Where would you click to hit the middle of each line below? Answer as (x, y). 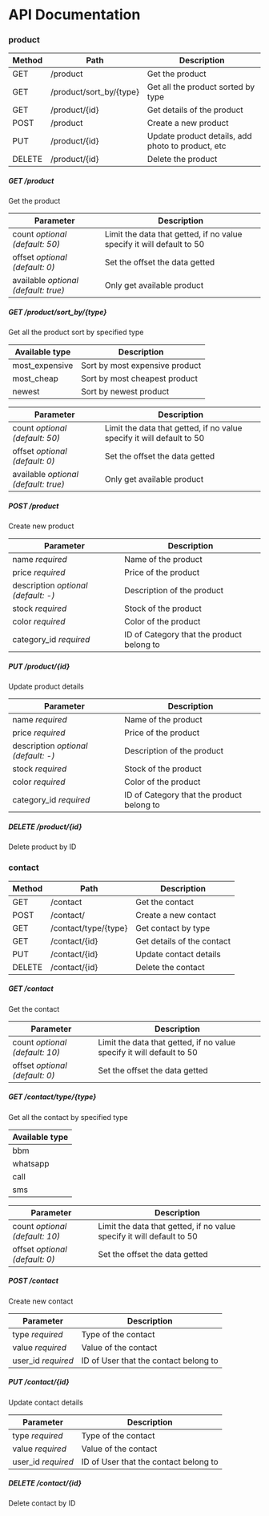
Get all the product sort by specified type (76, 332)
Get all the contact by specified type (68, 1117)
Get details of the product (195, 110)
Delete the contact (171, 967)
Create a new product (188, 123)
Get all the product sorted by (201, 87)
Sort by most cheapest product (140, 378)
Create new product (41, 526)
